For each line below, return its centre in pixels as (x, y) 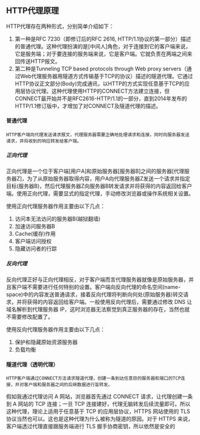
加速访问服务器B (35, 226)
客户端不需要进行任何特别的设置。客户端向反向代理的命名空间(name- (96, 287)
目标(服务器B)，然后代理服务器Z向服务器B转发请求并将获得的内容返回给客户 (99, 186)
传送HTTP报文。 (40, 61)
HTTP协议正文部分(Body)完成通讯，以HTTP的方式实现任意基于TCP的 (99, 83)
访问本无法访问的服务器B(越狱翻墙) (58, 219)
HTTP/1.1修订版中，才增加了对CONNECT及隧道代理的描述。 (88, 105)
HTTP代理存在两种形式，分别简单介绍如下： (60, 26)
